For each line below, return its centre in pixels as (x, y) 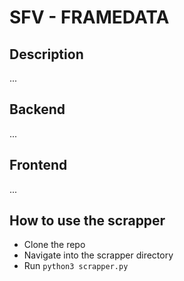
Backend (37, 109)
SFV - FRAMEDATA (89, 17)
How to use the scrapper (87, 221)
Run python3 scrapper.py (76, 266)
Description (46, 54)
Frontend (38, 165)
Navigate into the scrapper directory (98, 255)
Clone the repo (54, 245)
